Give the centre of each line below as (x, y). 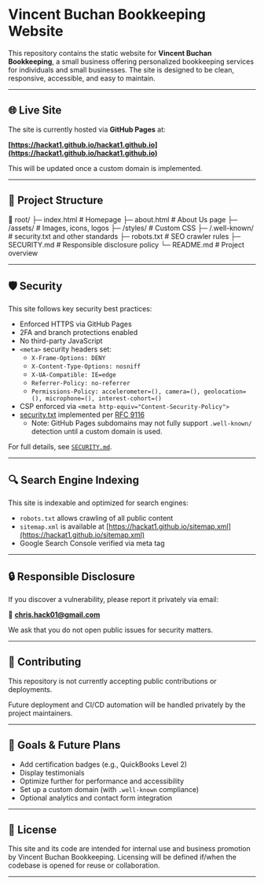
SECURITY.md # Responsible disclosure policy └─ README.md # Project (126, 244)
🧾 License (33, 830)
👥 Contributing (45, 662)
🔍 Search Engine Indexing (74, 480)
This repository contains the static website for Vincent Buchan (110, 53)
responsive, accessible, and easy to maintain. (82, 78)
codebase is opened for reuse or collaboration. (84, 865)
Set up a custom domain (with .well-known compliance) (109, 789)
